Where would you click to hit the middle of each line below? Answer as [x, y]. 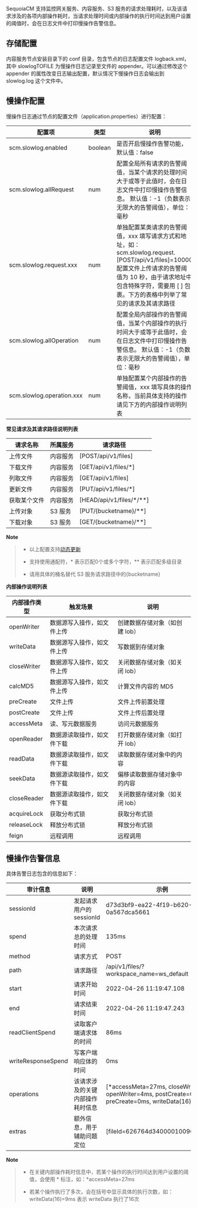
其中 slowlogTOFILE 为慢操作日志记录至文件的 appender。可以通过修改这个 [97, 66]
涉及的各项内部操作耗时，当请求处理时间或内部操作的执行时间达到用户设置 [101, 16]
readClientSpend [32, 1033]
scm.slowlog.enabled [38, 147]
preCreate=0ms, [128, 1101]
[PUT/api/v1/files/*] [107, 488]
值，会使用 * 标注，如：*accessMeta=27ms [82, 1179]
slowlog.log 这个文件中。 [36, 80]
